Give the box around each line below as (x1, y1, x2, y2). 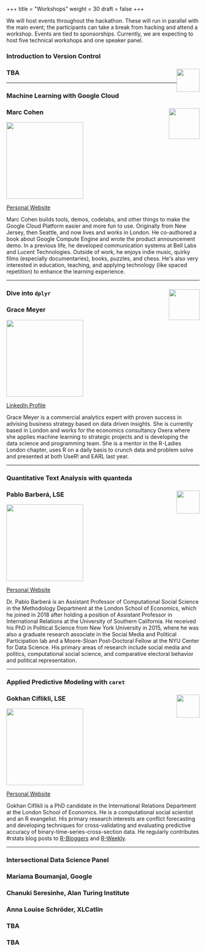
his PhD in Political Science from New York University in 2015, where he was (6, 624, 199, 631)
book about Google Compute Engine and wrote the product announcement (6, 236, 196, 243)
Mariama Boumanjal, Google (6, 872, 93, 880)
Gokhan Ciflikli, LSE (6, 694, 66, 703)
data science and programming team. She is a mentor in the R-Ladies (6, 439, 182, 447)
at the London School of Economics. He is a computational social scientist (6, 809, 193, 816)
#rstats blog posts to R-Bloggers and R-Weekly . (6, 834, 127, 842)
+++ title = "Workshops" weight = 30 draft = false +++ (6, 6, 144, 12)
